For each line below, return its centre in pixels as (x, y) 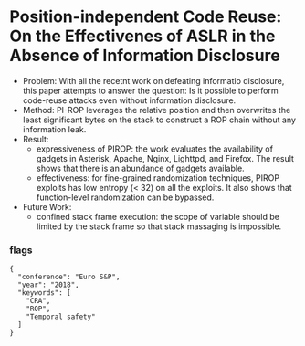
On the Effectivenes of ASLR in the (142, 36)
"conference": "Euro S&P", (69, 277)
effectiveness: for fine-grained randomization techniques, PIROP (158, 178)
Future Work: (47, 206)
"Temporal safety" (61, 317)
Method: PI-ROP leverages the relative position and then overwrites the (157, 110)
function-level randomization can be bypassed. (125, 197)
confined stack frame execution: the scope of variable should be (158, 216)
